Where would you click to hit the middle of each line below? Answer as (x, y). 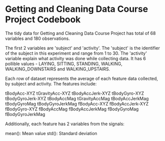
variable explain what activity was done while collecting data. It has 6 (76, 58)
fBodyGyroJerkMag (25, 114)
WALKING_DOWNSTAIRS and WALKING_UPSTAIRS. (58, 69)
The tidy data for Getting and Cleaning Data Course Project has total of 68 (81, 33)
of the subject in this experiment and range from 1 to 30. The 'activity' (76, 53)
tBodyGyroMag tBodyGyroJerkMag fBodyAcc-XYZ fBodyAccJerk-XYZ (77, 104)
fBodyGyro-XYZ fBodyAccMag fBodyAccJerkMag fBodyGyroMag (72, 109)
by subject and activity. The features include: (51, 84)
